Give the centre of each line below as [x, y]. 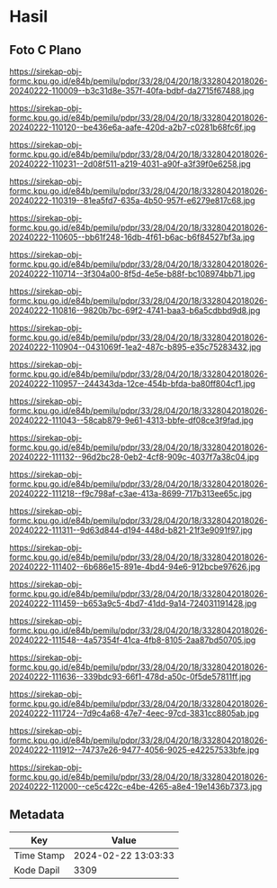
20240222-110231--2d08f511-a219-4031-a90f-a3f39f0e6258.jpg [130, 164]
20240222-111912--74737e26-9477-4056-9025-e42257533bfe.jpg [134, 750]
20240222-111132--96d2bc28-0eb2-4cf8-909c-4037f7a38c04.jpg [134, 457]
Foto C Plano [45, 50]
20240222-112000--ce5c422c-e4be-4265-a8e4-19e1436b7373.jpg [136, 787]
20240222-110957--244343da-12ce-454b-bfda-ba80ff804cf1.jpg [133, 384]
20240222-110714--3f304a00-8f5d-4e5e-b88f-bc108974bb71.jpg [132, 274]
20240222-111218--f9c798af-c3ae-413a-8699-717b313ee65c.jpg [130, 494]
